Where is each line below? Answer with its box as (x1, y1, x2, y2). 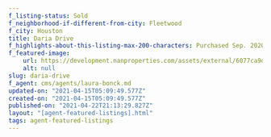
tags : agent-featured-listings (8, 117, 114, 125)
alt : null (23, 64, 56, 73)
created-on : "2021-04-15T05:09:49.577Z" (8, 94, 147, 102)
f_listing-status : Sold (8, 11, 89, 20)
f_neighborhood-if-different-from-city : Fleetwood (8, 19, 182, 27)
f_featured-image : (8, 49, 70, 57)
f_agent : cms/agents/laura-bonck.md (8, 79, 131, 87)
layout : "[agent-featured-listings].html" (8, 110, 153, 118)
